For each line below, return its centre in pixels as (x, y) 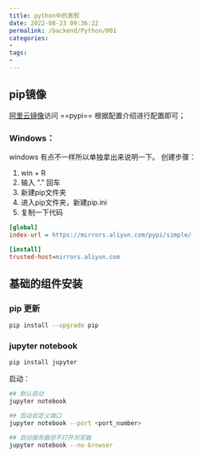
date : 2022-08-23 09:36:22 (54, 23)
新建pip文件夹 (44, 192)
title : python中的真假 (44, 16)
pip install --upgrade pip (54, 326)
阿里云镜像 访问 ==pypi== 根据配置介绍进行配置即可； (97, 115)
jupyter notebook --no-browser (61, 445)
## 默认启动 (27, 394)
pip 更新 (25, 308)
